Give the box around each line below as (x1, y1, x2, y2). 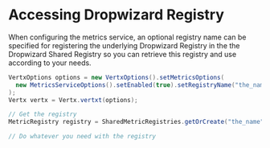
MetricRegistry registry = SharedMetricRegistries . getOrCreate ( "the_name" (8, 118, 264, 126)
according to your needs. (8, 58, 92, 68)
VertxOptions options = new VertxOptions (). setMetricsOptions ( (8, 73, 225, 81)
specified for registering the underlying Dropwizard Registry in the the (8, 40, 240, 50)
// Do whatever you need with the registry (8, 133, 157, 141)
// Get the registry (8, 110, 78, 118)
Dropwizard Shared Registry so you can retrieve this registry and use (8, 49, 237, 59)
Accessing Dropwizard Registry (8, 6, 225, 24)
